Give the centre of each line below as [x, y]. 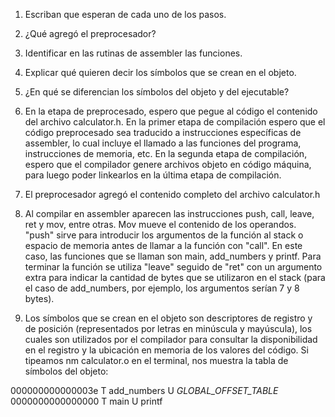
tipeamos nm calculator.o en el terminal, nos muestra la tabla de [156, 360]
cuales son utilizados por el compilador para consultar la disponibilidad [171, 339]
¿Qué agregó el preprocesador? [90, 33]
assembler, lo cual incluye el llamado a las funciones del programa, [163, 143]
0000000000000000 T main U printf [86, 401]
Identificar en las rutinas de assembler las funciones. [133, 53]
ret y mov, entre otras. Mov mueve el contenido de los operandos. [160, 224]
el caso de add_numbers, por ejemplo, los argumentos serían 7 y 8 [162, 288]
